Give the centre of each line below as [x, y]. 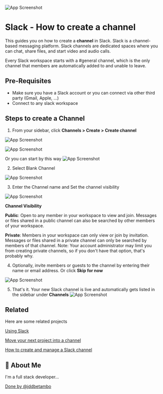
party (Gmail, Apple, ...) [36, 98]
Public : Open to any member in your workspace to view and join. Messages [81, 215]
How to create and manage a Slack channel [49, 350]
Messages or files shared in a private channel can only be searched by [76, 240]
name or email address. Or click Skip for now [57, 270]
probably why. [19, 256]
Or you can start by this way [33, 158]
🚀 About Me [23, 365]
